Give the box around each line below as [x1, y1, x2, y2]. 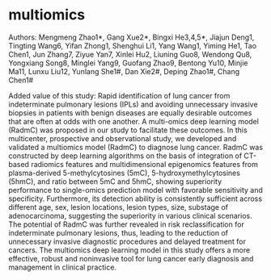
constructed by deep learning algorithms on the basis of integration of [8, 151, 243, 161]
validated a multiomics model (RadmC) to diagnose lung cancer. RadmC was [8, 142, 264, 152]
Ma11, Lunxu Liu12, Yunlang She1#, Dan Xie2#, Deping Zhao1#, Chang [8, 66, 240, 76]
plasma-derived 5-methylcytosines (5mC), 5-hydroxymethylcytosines [8, 168, 241, 178]
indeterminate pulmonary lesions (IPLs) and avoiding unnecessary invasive [8, 99, 258, 109]
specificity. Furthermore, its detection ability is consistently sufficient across [8, 194, 263, 203]
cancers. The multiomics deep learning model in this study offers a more [8, 244, 251, 255]
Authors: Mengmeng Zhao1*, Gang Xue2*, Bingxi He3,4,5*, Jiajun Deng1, [8, 32, 255, 42]
